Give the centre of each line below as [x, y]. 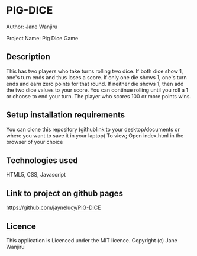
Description [28, 57]
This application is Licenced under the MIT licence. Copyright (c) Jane [92, 240]
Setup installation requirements [66, 115]
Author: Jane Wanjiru [32, 27]
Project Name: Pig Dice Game [42, 38]
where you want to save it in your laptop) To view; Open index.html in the [95, 135]
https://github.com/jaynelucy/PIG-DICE [54, 207]
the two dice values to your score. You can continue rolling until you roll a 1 [97, 90]
